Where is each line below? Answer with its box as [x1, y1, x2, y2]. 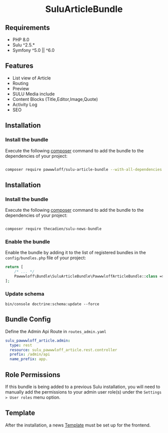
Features [5, 61, 33, 70]
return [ [5, 265, 23, 270]
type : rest [9, 343, 32, 348]
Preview [12, 85, 29, 91]
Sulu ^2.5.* [12, 42, 35, 48]
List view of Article [12, 75, 51, 81]
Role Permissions [5, 371, 61, 379]
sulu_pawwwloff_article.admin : [5, 338, 70, 343]
